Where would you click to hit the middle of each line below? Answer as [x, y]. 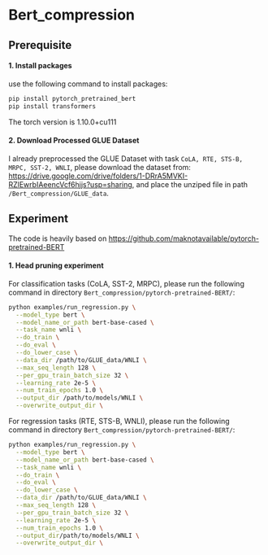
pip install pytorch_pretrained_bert [72, 98]
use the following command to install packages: [88, 84]
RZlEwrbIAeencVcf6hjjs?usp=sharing [70, 184]
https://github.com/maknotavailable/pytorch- [184, 238]
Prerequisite [40, 45]
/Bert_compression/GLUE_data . [59, 193]
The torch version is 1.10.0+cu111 [63, 122]
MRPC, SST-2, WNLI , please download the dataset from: [99, 167]
